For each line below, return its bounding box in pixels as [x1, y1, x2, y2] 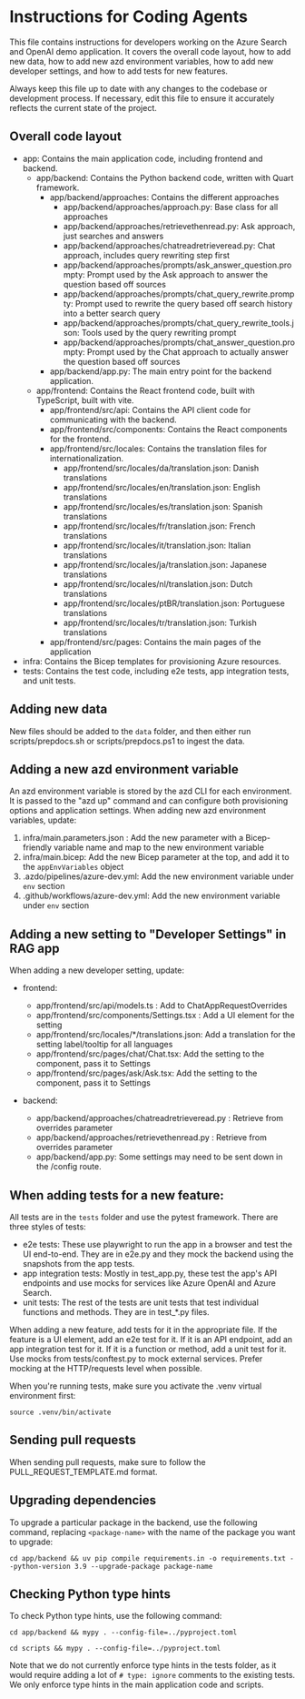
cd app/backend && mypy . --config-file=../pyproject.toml [9, 1628, 238, 1637]
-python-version [9, 1562, 71, 1571]
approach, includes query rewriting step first [63, 249, 230, 260]
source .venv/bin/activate [9, 1408, 112, 1417]
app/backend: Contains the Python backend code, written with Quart [35, 172, 294, 183]
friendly [22, 842, 53, 853]
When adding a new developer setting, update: [9, 965, 184, 976]
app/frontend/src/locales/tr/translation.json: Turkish [63, 617, 257, 628]
